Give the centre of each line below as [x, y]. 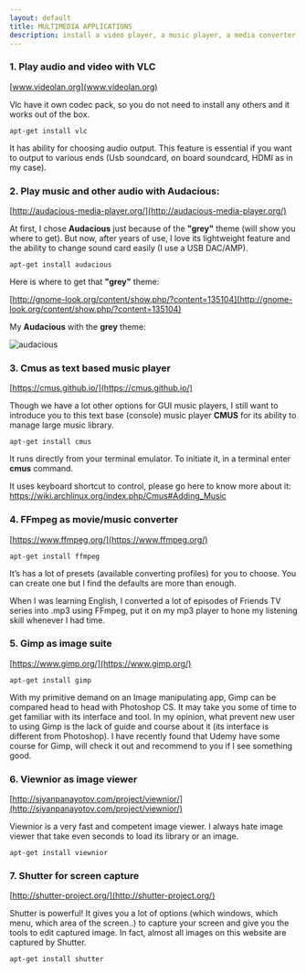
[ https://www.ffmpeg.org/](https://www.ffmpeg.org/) [109, 539]
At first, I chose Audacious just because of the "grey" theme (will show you [153, 228]
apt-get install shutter [57, 959]
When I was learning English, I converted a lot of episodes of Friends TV [145, 600]
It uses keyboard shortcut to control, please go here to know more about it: [150, 486]
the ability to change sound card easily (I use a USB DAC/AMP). [129, 248]
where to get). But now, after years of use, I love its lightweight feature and [150, 238]
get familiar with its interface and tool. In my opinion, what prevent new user [152, 716]
